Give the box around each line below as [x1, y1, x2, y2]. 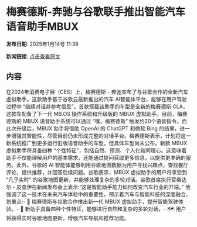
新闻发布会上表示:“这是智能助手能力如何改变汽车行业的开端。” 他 [36, 183, 191, 190]
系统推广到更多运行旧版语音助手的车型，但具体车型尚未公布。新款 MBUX [11, 139, 188, 146]
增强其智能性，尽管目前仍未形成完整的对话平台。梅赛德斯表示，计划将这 [11, 132, 186, 139]
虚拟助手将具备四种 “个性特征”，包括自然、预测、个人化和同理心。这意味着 [6, 147, 187, 154]
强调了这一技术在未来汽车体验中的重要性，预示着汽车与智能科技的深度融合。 [6, 191, 191, 198]
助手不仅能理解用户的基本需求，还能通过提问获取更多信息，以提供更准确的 [6, 154, 186, 161]
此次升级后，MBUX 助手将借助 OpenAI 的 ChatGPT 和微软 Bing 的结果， [6, 125, 180, 132]
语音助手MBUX [6, 20, 79, 33]
